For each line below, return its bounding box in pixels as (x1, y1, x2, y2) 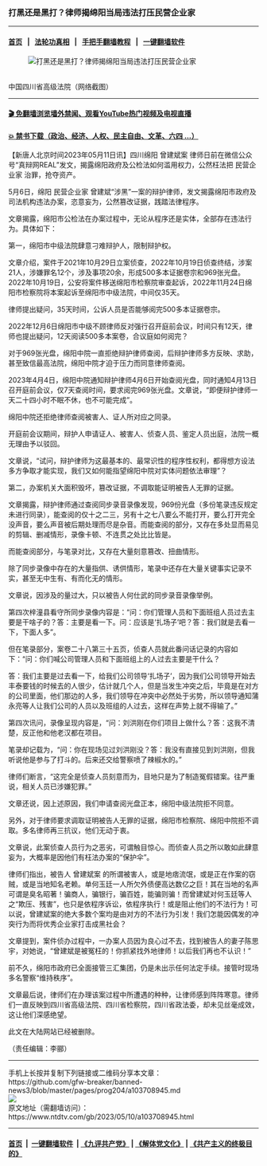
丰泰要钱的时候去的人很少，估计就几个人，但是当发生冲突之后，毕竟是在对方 (8, 681, 259, 691)
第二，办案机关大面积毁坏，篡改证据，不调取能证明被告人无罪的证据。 (8, 483, 238, 493)
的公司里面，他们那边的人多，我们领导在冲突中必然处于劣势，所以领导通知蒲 (8, 691, 259, 701)
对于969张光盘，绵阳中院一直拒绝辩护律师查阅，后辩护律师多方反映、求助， (8, 348, 258, 358)
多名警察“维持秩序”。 (8, 973, 78, 983)
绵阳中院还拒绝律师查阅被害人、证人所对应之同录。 (8, 412, 176, 422)
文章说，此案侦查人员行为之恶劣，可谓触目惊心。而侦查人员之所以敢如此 (8, 842, 245, 852)
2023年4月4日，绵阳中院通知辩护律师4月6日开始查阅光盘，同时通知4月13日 (8, 375, 257, 385)
